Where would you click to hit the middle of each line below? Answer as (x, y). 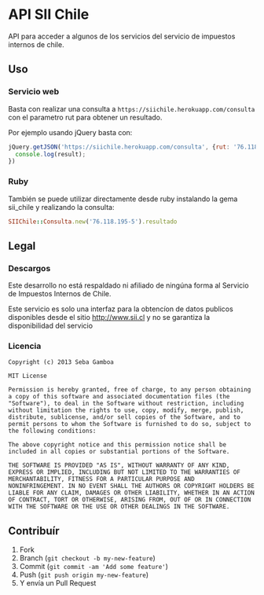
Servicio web (34, 92)
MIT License (27, 376)
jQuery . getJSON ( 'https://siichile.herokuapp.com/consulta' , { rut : (119, 147)
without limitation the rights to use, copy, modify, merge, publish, (126, 410)
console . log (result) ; (51, 154)
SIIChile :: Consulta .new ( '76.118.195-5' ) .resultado (93, 222)
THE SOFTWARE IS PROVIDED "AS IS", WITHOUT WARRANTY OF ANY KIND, (119, 465)
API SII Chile (49, 15)
